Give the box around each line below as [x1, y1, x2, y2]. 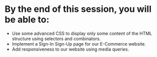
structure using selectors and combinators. [11, 36, 101, 42]
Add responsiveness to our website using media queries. [11, 46, 129, 52]
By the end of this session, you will [4, 3, 152, 15]
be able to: [4, 14, 49, 25]
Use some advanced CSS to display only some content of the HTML [11, 30, 152, 36]
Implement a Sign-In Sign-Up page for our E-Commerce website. [11, 41, 146, 47]
